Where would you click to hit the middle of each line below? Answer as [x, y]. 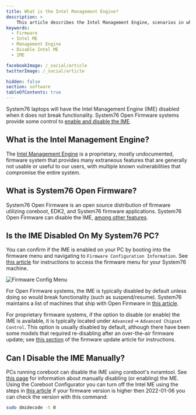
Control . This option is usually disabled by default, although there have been [98, 327]
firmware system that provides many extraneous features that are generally [97, 160]
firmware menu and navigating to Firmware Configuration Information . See [97, 256]
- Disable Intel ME [35, 50]
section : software [28, 87]
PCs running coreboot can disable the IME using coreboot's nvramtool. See [97, 372]
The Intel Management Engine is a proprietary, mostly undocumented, [90, 154]
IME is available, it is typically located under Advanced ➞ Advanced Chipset [94, 321]
